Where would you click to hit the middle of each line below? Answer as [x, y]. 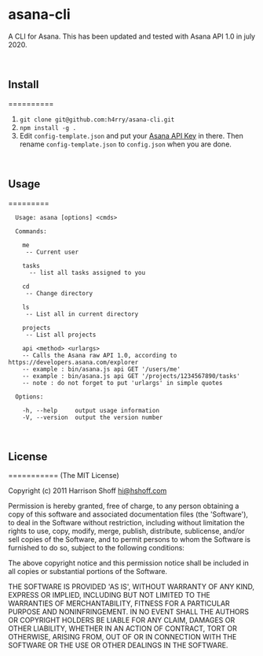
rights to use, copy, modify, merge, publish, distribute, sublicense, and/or [126, 531]
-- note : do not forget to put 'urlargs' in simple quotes [122, 383]
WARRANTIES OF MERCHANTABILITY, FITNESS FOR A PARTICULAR [119, 603]
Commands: [31, 231]
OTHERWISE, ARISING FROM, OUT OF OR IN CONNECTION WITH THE [122, 637]
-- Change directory [59, 293]
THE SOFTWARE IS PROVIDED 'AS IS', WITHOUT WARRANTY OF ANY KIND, [131, 587]
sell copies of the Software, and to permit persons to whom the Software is [130, 539]
